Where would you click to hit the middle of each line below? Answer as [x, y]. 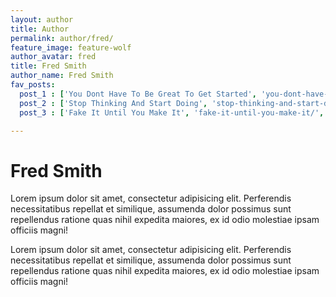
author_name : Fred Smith [62, 76]
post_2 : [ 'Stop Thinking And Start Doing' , [113, 103]
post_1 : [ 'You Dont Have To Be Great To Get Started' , [138, 94]
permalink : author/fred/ [62, 38]
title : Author [40, 29]
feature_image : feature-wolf [71, 47]
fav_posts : [33, 85]
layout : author [42, 19]
